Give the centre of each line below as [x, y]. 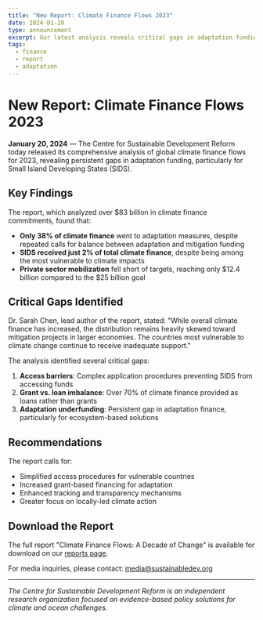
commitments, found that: [50, 220]
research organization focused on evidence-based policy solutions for [122, 599]
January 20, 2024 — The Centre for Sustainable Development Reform [122, 143]
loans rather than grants [58, 401]
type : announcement [40, 30]
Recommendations [55, 442]
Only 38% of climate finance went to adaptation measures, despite [129, 235]
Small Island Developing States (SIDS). [70, 169]
